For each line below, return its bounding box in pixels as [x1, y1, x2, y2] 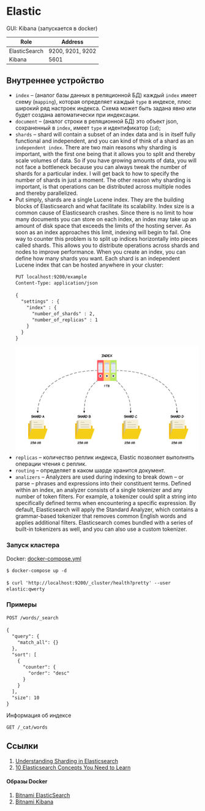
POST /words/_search [6, 614, 59, 621]
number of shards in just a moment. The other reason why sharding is [15, 176, 192, 184]
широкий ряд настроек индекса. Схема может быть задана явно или [15, 104, 196, 112]
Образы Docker [6, 778, 48, 785]
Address [61, 38, 84, 45]
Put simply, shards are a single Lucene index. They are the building [15, 196, 185, 203]
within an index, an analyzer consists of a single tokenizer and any [15, 487, 182, 494]
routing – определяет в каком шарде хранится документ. [15, 467, 166, 474]
